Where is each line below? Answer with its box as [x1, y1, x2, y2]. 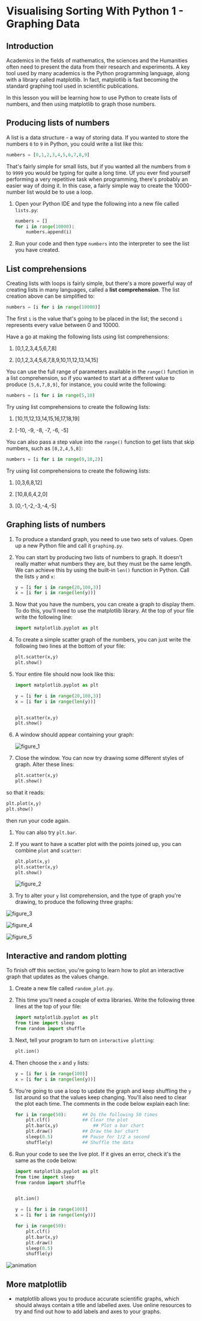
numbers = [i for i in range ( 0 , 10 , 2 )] [6, 456, 103, 462]
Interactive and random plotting [6, 951, 127, 961]
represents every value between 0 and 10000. [6, 322, 120, 328]
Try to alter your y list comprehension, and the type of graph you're [14, 892, 181, 900]
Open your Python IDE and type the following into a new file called [14, 200, 179, 207]
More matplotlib [6, 1279, 67, 1289]
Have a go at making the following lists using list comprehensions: [6, 333, 170, 340]
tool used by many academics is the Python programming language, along [6, 70, 190, 76]
